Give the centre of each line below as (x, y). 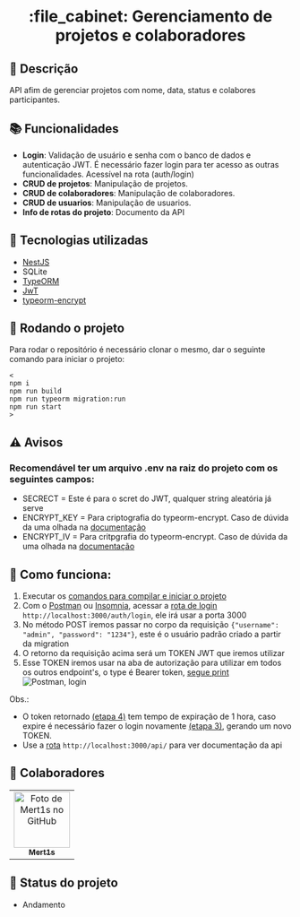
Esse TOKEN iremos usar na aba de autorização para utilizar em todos (152, 662)
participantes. (35, 99)
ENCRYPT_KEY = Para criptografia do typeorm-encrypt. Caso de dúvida (155, 518)
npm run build (36, 392)
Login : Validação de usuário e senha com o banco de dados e (137, 155)
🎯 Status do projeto (64, 883)
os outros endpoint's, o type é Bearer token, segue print (126, 672)
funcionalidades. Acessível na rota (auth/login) (108, 174)
